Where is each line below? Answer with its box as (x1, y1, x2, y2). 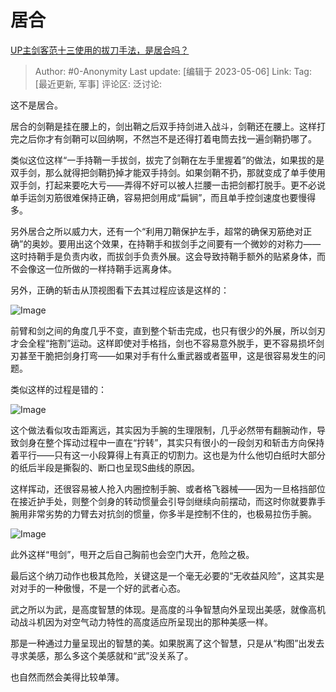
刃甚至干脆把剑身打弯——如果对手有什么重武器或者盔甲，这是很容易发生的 (10, 349, 317, 361)
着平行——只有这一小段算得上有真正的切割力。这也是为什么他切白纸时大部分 (10, 449, 326, 461)
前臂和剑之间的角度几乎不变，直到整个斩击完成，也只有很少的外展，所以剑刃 (10, 324, 326, 336)
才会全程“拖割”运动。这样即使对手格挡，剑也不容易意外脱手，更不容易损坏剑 (10, 337, 325, 349)
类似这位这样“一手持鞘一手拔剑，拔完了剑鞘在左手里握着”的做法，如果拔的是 (10, 154, 325, 166)
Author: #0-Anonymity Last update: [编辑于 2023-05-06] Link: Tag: (34, 65, 312, 77)
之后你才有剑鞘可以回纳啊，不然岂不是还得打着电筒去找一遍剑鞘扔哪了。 (18, 132, 317, 145)
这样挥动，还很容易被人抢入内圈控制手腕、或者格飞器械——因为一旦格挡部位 (10, 482, 326, 495)
